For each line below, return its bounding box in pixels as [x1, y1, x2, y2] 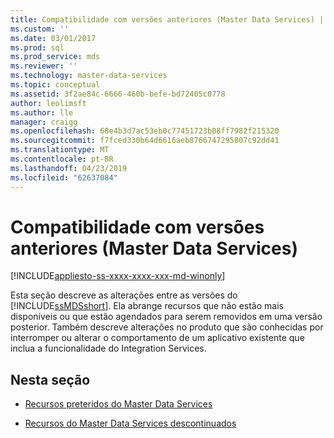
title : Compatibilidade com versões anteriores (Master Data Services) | [10, 14, 325, 25]
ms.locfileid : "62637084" [10, 172, 118, 183]
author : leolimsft [10, 98, 87, 108]
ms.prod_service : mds [10, 52, 101, 62]
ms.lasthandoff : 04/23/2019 [10, 163, 128, 173]
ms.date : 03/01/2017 [10, 33, 97, 43]
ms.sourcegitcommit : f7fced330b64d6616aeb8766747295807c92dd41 [10, 136, 280, 146]
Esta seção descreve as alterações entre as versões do [10, 289, 238, 301]
